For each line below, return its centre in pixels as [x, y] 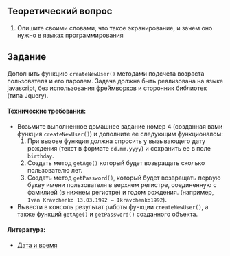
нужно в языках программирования [70, 35]
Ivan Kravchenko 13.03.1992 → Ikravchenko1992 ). [97, 200]
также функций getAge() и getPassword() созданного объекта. [107, 214]
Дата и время [37, 245]
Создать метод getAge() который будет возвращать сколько [116, 163]
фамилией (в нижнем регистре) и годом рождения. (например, [120, 192]
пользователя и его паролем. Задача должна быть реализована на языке [115, 81]
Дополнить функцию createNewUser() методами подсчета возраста [106, 73]
